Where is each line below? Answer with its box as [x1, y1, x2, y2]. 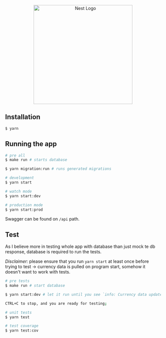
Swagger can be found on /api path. [5, 216, 80, 222]
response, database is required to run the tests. [5, 249, 102, 255]
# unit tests [5, 310, 32, 315]
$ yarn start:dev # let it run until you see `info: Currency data [5, 292, 147, 297]
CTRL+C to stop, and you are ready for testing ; [5, 301, 107, 306]
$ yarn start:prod [5, 207, 43, 212]
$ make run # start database [5, 283, 65, 288]
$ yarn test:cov [5, 328, 39, 333]
